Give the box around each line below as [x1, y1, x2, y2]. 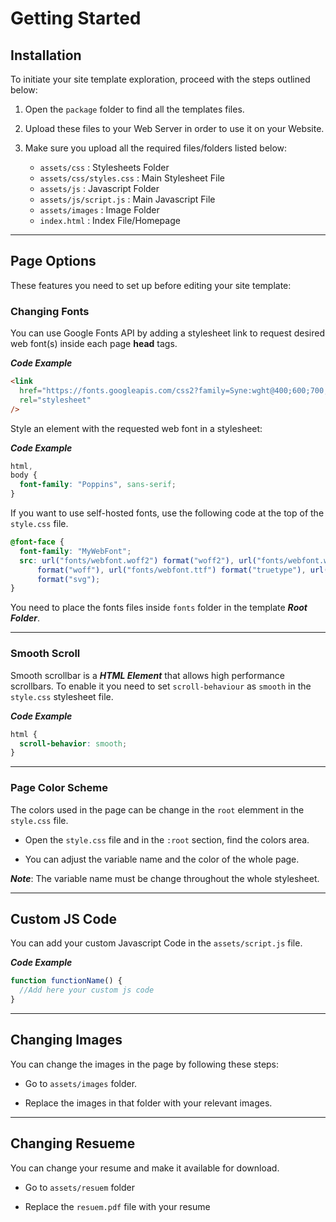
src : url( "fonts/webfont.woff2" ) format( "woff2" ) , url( [19, 555, 257, 566]
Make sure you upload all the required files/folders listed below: [24, 142, 288, 154]
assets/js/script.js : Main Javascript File [39, 193, 216, 205]
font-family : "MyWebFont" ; [19, 546, 132, 556]
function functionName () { [10, 976, 123, 986]
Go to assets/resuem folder [24, 1181, 135, 1193]
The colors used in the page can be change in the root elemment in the [10, 803, 305, 816]
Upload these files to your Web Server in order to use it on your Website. [24, 123, 325, 134]
